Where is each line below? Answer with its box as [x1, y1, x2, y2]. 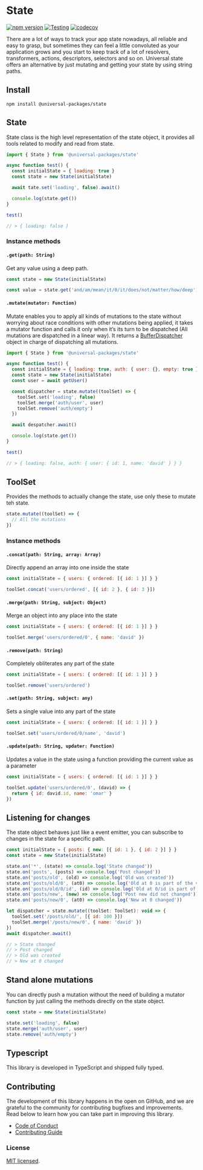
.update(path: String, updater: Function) [6, 743, 115, 749]
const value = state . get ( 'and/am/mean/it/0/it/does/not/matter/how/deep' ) [6, 287, 199, 293]
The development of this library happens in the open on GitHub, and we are [6, 1097, 195, 1105]
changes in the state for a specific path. [6, 835, 106, 842]
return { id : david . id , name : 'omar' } [11, 790, 112, 797]
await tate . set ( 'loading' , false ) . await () [11, 185, 120, 191]
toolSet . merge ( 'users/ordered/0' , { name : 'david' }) [6, 635, 145, 641]
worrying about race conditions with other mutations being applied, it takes [6, 318, 193, 326]
